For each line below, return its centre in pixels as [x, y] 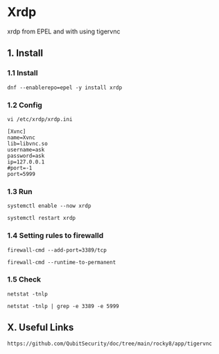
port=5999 [21, 174]
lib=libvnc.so [28, 143]
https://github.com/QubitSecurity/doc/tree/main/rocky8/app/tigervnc [110, 344]
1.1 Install [23, 73]
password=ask [26, 156]
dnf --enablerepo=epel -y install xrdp [65, 88]
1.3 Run [20, 191]
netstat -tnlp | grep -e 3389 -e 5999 [63, 306]
